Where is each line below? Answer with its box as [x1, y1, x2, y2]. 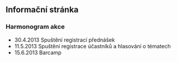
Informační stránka [5, 5, 79, 15]
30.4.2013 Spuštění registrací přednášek [14, 36, 115, 44]
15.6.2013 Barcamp [14, 49, 61, 56]
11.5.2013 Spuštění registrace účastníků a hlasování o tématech [14, 42, 171, 49]
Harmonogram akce [5, 23, 65, 31]
